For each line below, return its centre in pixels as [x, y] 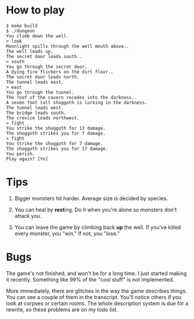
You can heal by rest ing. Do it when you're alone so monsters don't [96, 210]
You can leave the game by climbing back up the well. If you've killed [98, 227]
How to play [35, 10]
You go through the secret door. [47, 67]
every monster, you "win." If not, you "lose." [67, 233]
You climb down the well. [37, 36]
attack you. [28, 216]
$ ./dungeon [20, 31]
